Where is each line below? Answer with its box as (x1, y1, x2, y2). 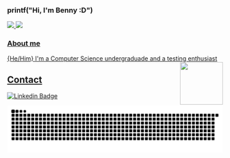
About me (7, 39, 41, 48)
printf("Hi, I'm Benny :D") (7, 5, 94, 15)
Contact (7, 74, 42, 85)
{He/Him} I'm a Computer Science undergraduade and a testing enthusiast (7, 54, 218, 63)
